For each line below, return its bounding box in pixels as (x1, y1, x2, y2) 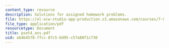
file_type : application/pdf (5, 21, 64, 26)
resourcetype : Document (5, 26, 55, 31)
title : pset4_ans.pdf (5, 30, 51, 35)
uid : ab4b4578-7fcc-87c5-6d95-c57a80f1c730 (5, 35, 98, 40)
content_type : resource (5, 7, 55, 12)
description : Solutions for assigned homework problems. (5, 12, 127, 17)
